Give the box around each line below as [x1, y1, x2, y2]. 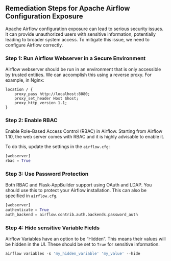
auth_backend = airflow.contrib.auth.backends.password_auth [5, 212, 138, 218]
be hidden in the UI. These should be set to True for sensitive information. [5, 241, 160, 247]
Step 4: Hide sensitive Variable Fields [5, 224, 100, 231]
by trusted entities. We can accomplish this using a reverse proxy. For [5, 72, 152, 78]
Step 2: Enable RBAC [5, 117, 58, 124]
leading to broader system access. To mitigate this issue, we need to [5, 36, 150, 42]
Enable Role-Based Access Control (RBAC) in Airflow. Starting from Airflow [5, 128, 163, 134]
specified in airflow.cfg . [5, 193, 58, 199]
